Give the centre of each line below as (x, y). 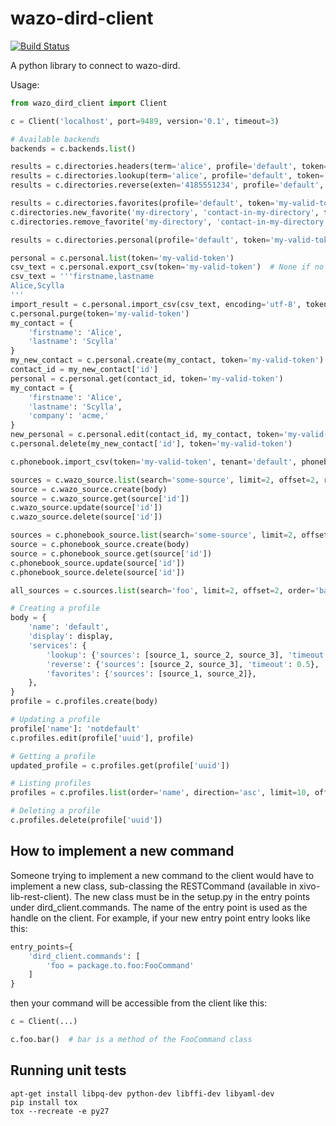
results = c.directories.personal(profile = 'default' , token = (140, 240)
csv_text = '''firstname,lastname (82, 277)
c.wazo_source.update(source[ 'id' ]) (86, 508)
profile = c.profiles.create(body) (84, 702)
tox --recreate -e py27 (60, 1111)
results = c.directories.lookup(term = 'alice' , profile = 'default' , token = (167, 176)
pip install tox (44, 1102)
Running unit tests (68, 1070)
